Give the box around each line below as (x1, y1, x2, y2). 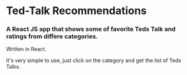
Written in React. (6, 46, 47, 53)
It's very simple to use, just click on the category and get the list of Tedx (6, 57, 182, 64)
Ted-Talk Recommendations (6, 4, 147, 18)
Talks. (6, 63, 21, 70)
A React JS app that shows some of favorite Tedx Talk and (6, 25, 176, 33)
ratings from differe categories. (6, 32, 99, 40)
